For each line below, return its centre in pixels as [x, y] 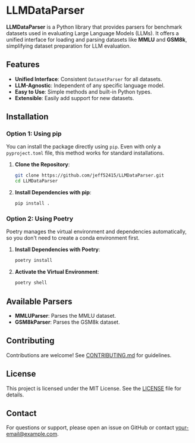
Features [23, 65]
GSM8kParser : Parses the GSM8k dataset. [67, 322]
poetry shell [31, 283]
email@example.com [32, 434]
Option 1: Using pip [34, 134]
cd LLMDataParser [36, 181]
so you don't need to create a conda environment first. [73, 238]
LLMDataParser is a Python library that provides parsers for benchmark [94, 27]
